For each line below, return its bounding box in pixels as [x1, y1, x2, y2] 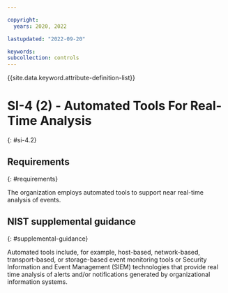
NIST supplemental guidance [7, 216, 136, 227]
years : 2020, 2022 [13, 22, 68, 30]
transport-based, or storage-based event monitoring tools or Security [7, 255, 207, 264]
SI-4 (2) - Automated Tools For [7, 98, 188, 114]
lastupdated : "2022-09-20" [7, 36, 86, 43]
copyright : [7, 16, 39, 23]
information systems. [7, 277, 68, 286]
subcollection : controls [7, 54, 79, 61]
